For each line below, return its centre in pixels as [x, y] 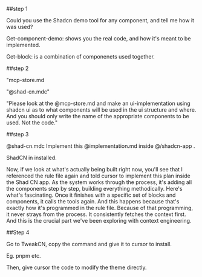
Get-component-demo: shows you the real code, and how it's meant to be [99, 38]
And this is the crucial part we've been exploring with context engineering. [99, 221]
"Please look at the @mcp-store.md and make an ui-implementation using [98, 103]
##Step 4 [18, 232]
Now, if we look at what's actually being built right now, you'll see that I [95, 169]
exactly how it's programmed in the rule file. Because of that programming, [100, 208]
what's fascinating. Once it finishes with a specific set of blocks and [91, 195]
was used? [20, 27]
